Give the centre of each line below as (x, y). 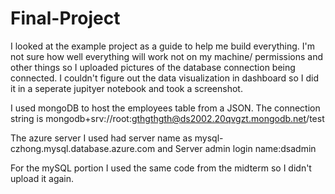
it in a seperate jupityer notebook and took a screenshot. (126, 88)
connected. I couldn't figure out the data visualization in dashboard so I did (165, 78)
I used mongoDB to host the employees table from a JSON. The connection (165, 108)
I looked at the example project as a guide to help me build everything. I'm (163, 46)
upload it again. (42, 178)
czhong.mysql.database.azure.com (83, 148)
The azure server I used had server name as (101, 138)
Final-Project (65, 18)
